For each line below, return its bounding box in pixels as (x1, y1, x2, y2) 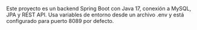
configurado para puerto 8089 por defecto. (6, 18, 114, 24)
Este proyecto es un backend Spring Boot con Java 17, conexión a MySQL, (6, 5, 192, 12)
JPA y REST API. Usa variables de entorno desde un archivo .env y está (6, 11, 184, 18)
